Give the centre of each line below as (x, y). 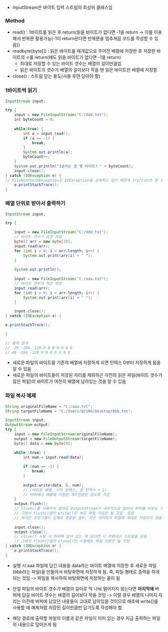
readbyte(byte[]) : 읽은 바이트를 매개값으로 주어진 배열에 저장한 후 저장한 (84, 51)
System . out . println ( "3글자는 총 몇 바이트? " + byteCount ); (74, 166)
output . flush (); (31, 504)
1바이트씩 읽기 (21, 90)
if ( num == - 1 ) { (41, 467)
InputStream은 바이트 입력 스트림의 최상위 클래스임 (62, 7)
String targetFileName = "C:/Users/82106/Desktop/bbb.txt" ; (69, 411)
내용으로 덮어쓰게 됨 (37, 624)
